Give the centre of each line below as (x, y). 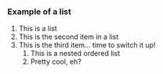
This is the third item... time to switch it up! (87, 45)
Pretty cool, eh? (56, 62)
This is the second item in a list (69, 37)
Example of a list (39, 12)
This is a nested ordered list (75, 54)
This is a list (38, 29)
